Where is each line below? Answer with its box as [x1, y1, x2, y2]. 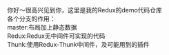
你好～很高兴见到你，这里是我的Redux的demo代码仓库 [7, 6, 162, 14]
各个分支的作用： [7, 14, 56, 23]
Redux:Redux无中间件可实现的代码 [7, 32, 106, 40]
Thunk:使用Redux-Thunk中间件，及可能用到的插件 [7, 41, 150, 48]
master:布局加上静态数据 [7, 23, 77, 31]
